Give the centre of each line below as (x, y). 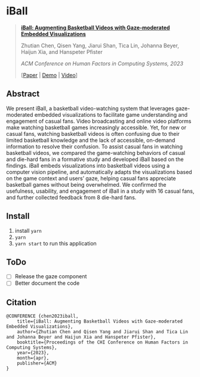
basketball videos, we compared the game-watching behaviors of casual (96, 153)
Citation (21, 302)
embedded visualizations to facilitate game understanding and (111, 114)
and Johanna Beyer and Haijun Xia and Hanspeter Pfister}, (81, 337)
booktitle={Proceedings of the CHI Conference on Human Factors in (102, 342)
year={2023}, (33, 353)
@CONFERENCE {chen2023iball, (42, 316)
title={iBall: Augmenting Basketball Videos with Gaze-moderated (100, 321)
